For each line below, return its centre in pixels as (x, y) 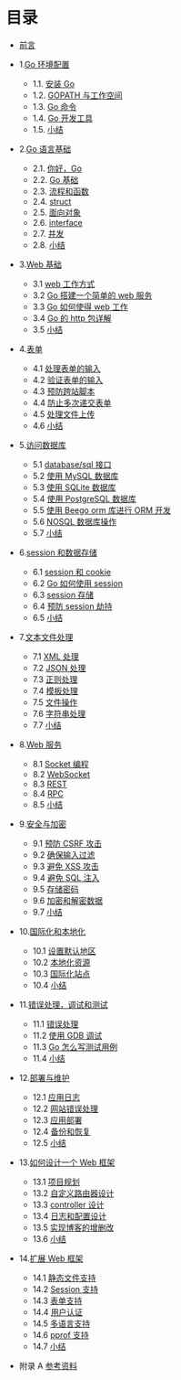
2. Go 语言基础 (45, 149)
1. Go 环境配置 (44, 64)
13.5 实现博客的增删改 (73, 1227)
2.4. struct (52, 201)
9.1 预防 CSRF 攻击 (67, 843)
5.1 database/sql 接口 (72, 464)
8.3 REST (50, 784)
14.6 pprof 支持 (60, 1334)
